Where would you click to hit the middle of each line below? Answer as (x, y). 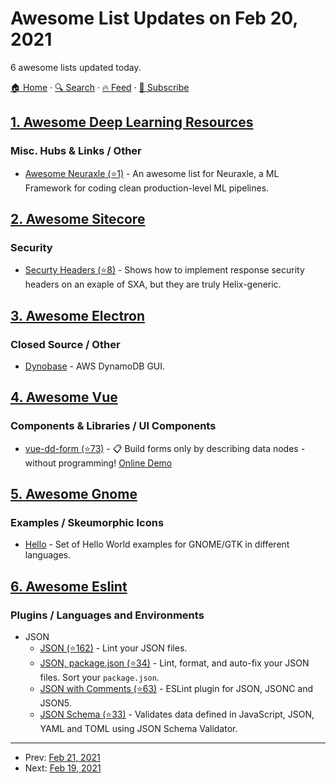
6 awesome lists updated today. (76, 67)
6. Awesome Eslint (69, 586)
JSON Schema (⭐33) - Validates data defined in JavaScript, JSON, (177, 714)
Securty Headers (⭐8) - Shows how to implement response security (164, 270)
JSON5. (55, 703)
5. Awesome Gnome (74, 494)
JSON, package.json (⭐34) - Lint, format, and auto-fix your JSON (174, 663)
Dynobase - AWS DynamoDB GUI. (95, 366)
